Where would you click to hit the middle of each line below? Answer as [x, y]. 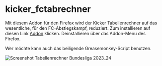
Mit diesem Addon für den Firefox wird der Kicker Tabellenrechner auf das [81, 23]
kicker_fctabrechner [48, 9]
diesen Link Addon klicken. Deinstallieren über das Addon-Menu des [75, 33]
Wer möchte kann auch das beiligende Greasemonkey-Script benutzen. [78, 48]
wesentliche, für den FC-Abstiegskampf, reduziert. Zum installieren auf [78, 28]
